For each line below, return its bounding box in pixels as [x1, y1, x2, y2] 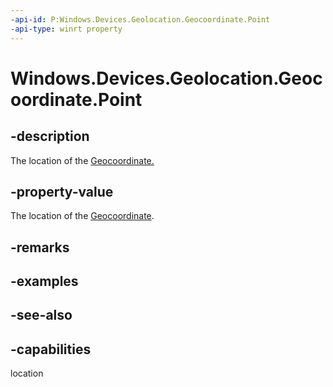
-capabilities [10, 341, 92, 358]
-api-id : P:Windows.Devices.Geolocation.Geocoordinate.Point [10, 14, 271, 25]
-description [10, 128, 90, 145]
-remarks [10, 239, 70, 256]
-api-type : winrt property [10, 24, 123, 34]
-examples [10, 273, 79, 290]
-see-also [10, 307, 73, 324]
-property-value [10, 183, 114, 200]
